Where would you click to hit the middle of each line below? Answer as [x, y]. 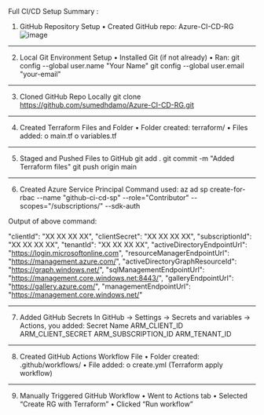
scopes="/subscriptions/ [60, 206]
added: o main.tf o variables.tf [68, 136]
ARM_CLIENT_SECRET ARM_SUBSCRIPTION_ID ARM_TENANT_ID [125, 334]
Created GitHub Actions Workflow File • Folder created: [110, 357]
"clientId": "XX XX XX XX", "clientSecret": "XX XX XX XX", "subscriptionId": [130, 236]
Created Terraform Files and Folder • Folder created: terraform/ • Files [134, 127]
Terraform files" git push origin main [78, 167]
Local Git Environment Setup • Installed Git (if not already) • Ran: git [129, 57]
